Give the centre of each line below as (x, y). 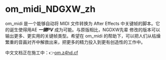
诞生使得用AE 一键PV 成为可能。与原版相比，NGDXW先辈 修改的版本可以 (85, 30)
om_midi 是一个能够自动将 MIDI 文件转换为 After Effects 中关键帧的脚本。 (80, 23)
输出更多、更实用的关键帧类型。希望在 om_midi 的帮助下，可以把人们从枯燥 (83, 36)
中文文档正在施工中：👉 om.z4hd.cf (42, 53)
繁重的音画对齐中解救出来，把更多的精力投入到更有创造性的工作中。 (75, 42)
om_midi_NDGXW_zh (50, 9)
